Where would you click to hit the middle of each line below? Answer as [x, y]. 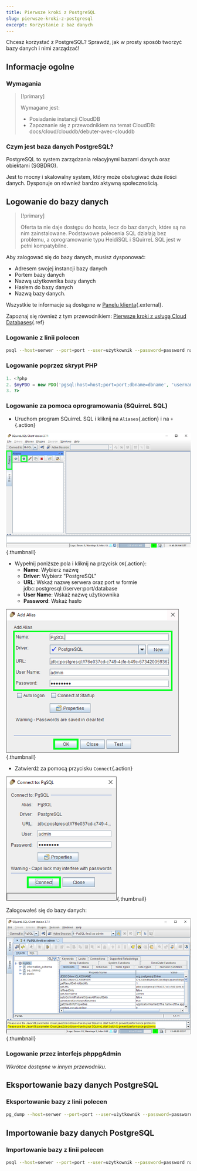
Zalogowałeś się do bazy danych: [46, 910]
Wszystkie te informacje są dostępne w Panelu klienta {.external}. [85, 305]
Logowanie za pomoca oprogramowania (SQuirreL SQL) [87, 406]
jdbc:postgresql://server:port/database [70, 589]
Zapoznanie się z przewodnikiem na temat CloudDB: [92, 125]
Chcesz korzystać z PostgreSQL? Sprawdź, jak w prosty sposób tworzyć [94, 42]
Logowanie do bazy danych [57, 201]
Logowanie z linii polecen [43, 338]
